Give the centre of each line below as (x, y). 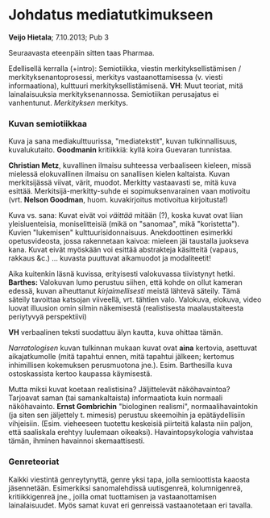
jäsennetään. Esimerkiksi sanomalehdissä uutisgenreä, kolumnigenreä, (126, 488)
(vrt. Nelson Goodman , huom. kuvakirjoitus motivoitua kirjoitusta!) (118, 200)
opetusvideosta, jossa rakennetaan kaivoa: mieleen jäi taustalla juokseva (129, 241)
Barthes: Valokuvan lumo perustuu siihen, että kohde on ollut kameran (126, 282)
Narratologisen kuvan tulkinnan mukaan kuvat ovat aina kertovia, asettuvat (133, 348)
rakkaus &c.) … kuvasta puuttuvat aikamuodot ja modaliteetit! (110, 258)
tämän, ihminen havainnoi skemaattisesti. (77, 441)
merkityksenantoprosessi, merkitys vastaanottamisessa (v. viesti (116, 77)
